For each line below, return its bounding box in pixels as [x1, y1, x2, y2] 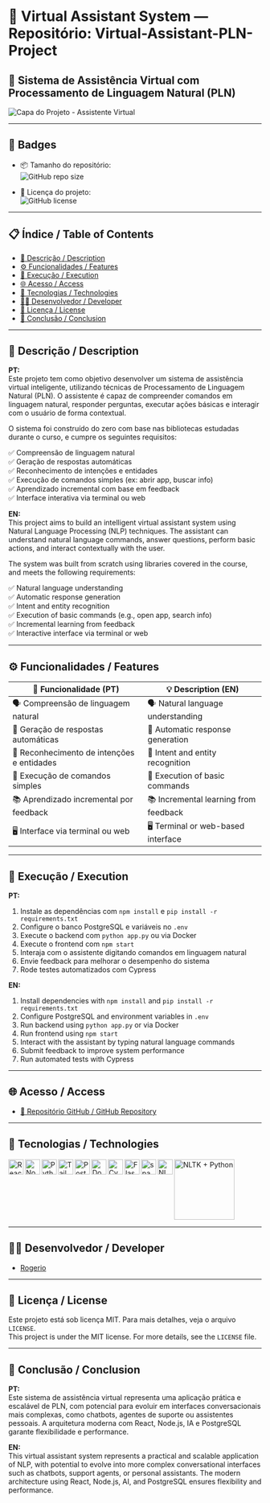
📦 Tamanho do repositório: [19, 160, 111, 170]
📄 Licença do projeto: [19, 187, 91, 196]
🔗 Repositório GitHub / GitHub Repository [19, 1106, 157, 1116]
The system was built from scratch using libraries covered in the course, [8, 559, 248, 569]
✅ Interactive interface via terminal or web [8, 628, 149, 638]
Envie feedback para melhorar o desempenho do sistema [19, 957, 211, 966]
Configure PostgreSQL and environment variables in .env [19, 1011, 209, 1021]
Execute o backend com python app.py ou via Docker [19, 931, 197, 941]
